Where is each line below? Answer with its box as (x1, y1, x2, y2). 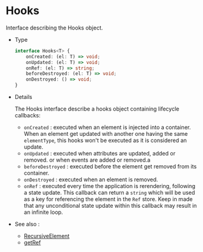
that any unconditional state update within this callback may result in (23, 202, 197, 210)
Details (14, 93, 33, 101)
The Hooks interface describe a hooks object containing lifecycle (14, 105, 180, 112)
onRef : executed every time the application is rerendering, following (23, 183, 196, 190)
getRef (23, 239, 41, 246)
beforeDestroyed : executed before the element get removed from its (23, 163, 197, 170)
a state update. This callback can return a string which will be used (23, 189, 196, 197)
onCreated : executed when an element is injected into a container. (23, 124, 191, 131)
